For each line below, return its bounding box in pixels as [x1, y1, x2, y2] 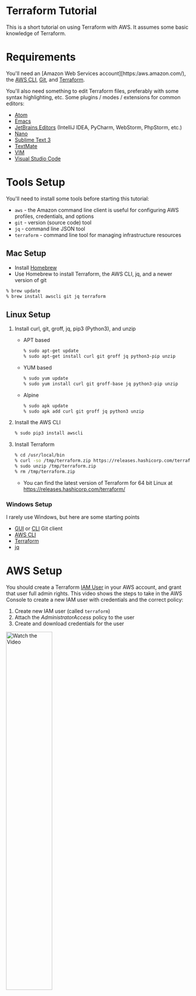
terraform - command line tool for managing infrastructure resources [14, 231, 181, 239]
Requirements [6, 51, 76, 64]
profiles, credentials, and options [14, 213, 94, 220]
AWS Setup [6, 564, 63, 578]
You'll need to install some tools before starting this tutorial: [6, 195, 149, 202]
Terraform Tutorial [6, 4, 97, 18]
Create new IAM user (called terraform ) [14, 608, 111, 615]
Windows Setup [6, 500, 53, 508]
